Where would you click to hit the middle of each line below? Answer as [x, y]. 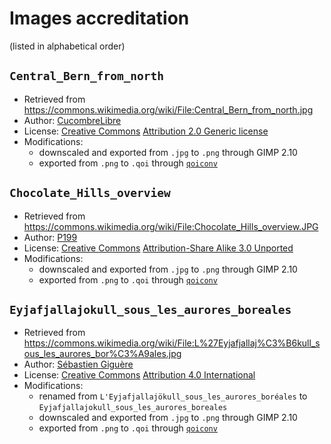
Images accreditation [99, 18]
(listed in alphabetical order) [67, 46]
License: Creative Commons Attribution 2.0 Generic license [146, 131]
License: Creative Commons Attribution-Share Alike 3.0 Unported [158, 248]
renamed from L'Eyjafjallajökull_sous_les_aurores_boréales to [173, 396]
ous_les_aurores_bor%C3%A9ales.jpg [102, 354]
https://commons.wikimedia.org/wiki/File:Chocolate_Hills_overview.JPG [171, 226]
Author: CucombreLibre [72, 120]
